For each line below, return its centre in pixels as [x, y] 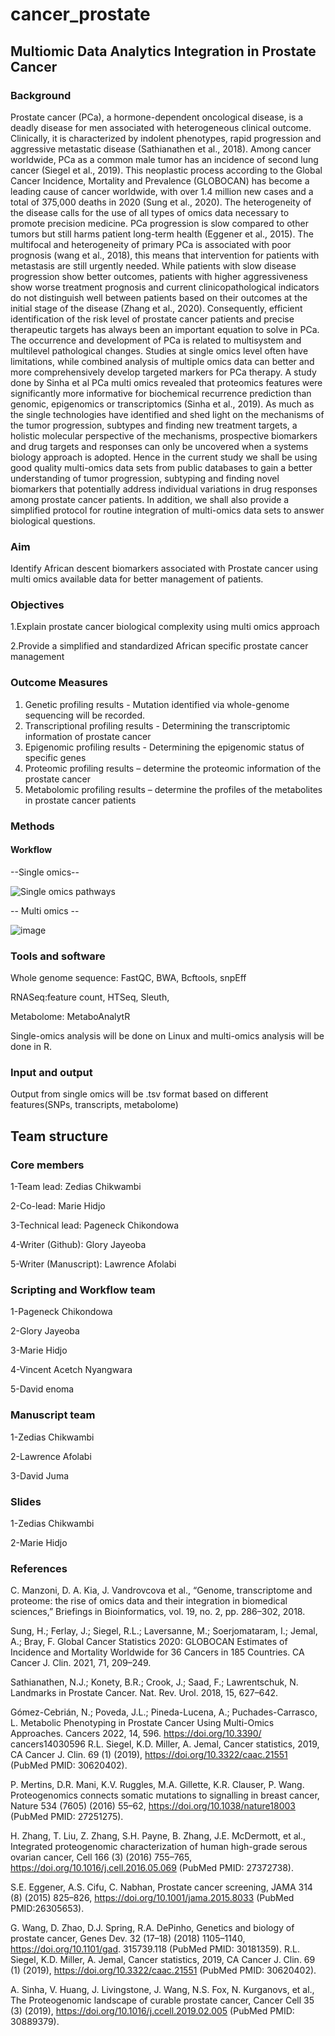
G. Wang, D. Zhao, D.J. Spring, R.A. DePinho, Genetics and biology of [152, 1928]
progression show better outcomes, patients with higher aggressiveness [159, 276]
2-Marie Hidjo [39, 1543]
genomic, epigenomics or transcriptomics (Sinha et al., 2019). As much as [162, 404]
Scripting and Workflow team [83, 1290]
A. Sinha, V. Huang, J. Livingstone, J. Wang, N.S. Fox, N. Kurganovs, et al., [162, 1990]
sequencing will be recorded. [85, 715]
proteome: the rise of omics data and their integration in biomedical [149, 1601]
